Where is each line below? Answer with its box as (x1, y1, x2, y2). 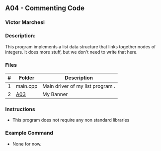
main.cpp (15, 82, 38, 89)
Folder (19, 74, 35, 81)
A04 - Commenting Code (5, 4, 84, 12)
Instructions (5, 106, 36, 113)
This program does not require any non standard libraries (12, 117, 130, 123)
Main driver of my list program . (42, 82, 116, 89)
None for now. (12, 141, 42, 147)
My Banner (42, 91, 68, 98)
